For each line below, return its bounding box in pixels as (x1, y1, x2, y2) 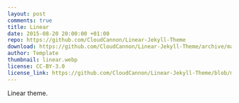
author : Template (7, 50, 59, 57)
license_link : (7, 69, 50, 76)
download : (7, 43, 37, 50)
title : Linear (7, 23, 50, 30)
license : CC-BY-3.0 (7, 63, 65, 70)
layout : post (7, 10, 46, 18)
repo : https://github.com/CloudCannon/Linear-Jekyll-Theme (7, 37, 186, 44)
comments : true (7, 17, 53, 24)
